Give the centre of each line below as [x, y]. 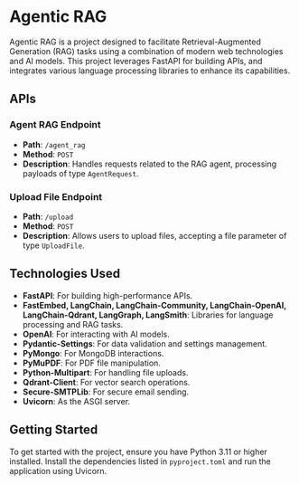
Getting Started [54, 430]
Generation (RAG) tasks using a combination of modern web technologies [146, 51]
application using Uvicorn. [58, 471]
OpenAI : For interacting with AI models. [96, 334]
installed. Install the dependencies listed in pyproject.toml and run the [140, 461]
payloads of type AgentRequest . [80, 173]
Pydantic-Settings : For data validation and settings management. [145, 343]
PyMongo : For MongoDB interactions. [93, 353]
